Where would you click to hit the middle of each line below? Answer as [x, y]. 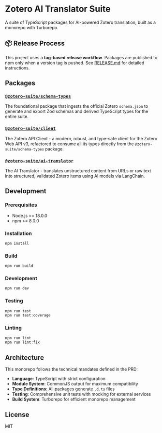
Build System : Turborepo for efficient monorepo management [74, 400]
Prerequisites [21, 205]
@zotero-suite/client [30, 129]
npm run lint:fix [22, 342]
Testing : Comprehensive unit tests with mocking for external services [81, 394]
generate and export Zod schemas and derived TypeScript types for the [77, 111]
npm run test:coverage [28, 316]
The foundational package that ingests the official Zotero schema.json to [77, 106]
